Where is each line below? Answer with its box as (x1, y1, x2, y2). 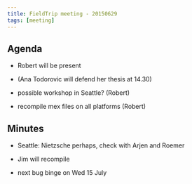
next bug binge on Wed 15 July (17, 169, 107, 177)
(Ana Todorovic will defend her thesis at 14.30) (17, 75, 152, 84)
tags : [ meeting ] (7, 17, 55, 24)
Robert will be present (17, 61, 82, 70)
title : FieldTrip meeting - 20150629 (7, 10, 118, 18)
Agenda (7, 43, 43, 55)
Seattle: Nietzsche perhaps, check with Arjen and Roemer (17, 141, 185, 150)
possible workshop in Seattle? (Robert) (17, 88, 130, 97)
